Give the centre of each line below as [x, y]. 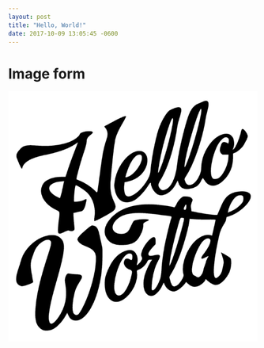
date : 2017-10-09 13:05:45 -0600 [63, 33]
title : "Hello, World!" [47, 25]
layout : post [30, 17]
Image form [47, 73]
